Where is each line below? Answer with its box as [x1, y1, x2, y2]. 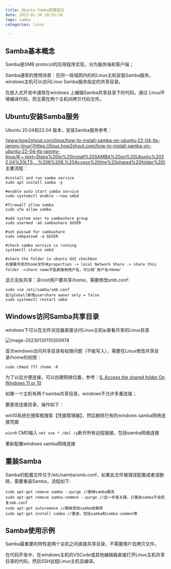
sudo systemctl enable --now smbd [5, 193, 79, 198]
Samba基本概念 [5, 47, 55, 55]
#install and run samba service [5, 175, 74, 180]
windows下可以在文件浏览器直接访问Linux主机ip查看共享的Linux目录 [5, 327, 149, 333]
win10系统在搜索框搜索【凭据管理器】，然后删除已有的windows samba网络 [5, 412, 161, 419]
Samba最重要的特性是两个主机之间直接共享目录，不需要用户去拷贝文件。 [5, 541, 159, 547]
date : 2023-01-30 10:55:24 [5, 12, 63, 17]
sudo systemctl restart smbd [5, 297, 68, 302]
